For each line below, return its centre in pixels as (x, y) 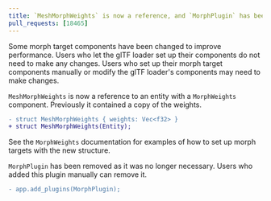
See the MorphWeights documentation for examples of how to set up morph (132, 142)
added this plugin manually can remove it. (78, 174)
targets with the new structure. (59, 150)
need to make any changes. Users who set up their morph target (116, 63)
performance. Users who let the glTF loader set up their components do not (134, 55)
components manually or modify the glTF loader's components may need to (134, 72)
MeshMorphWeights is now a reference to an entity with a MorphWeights (122, 96)
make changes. (34, 80)
